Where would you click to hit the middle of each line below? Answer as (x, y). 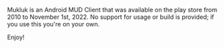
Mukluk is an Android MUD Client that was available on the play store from (112, 10)
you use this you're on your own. (54, 24)
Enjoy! (16, 37)
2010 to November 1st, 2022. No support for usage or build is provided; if (111, 17)
